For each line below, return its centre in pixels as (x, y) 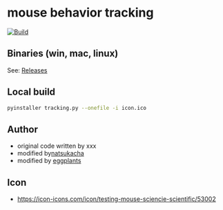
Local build (31, 92)
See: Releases (27, 70)
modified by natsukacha (50, 153)
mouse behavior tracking (80, 13)
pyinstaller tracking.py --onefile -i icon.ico (77, 108)
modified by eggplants (49, 161)
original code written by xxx (57, 146)
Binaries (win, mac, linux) (63, 54)
